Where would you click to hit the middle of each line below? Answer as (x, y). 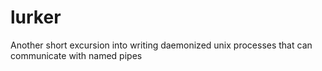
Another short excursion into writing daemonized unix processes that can (161, 45)
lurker (36, 17)
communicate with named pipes (76, 55)
